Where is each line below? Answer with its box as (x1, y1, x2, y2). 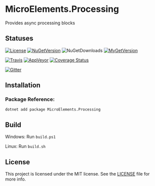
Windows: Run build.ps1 (5, 134, 56, 140)
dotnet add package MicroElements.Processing (5, 107, 101, 112)
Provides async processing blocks (5, 20, 75, 26)
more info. (5, 176, 26, 182)
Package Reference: (5, 96, 55, 103)
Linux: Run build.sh (5, 143, 46, 149)
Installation (5, 81, 41, 90)
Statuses (5, 34, 34, 43)
